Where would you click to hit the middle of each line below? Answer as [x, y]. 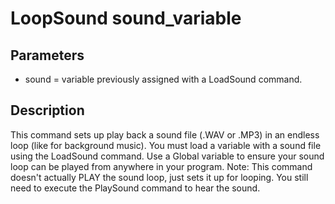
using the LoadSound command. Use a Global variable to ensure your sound [167, 156]
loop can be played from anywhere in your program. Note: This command [161, 166]
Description [47, 110]
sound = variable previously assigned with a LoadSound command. [163, 79]
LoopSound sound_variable [126, 18]
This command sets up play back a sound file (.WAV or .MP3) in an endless [165, 134]
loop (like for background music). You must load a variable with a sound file [166, 145]
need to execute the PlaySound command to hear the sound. [135, 188]
